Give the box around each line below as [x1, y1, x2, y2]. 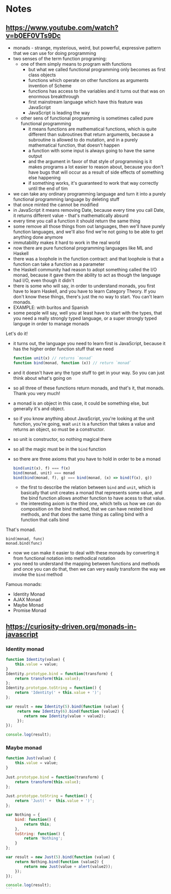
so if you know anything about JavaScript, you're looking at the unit [13, 415, 155, 422]
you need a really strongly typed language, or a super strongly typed [13, 315, 157, 321]
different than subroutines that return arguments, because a [28, 131, 154, 137]
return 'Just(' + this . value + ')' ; [15, 798, 95, 803]
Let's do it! [6, 330, 28, 337]
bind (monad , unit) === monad [13, 470, 75, 476]
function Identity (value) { [6, 657, 65, 662]
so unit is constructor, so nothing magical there [13, 436, 112, 442]
